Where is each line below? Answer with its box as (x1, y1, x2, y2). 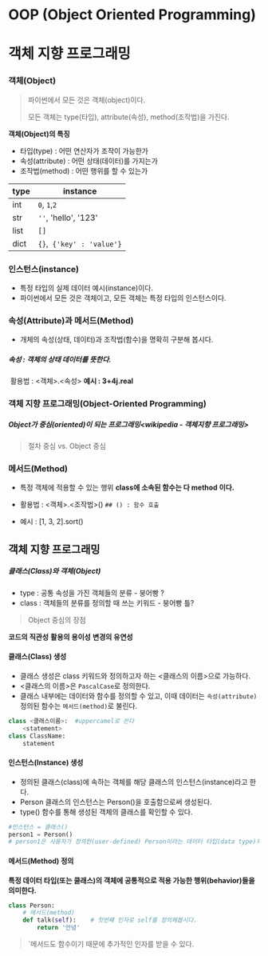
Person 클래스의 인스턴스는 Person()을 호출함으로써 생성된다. (19, 797, 213, 806)
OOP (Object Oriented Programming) (8, 6, 257, 24)
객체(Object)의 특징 (8, 129, 70, 138)
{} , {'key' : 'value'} (37, 238, 122, 249)
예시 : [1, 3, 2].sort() (19, 517, 84, 526)
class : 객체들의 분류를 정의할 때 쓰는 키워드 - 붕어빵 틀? (19, 598, 195, 607)
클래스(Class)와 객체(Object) (8, 566, 101, 576)
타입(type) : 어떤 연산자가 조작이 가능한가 (19, 146, 149, 155)
